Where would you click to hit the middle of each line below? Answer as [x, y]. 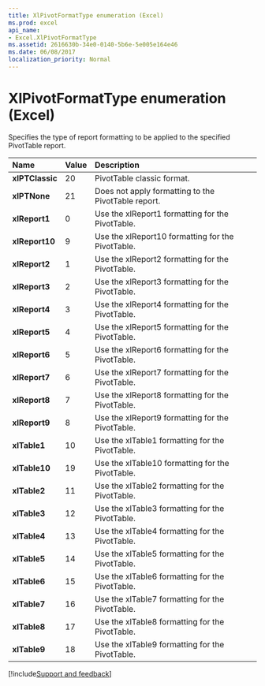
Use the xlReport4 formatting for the [161, 304]
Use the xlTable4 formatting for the [159, 531]
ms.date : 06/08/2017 [42, 52]
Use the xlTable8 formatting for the [159, 621]
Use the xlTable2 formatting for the [159, 486]
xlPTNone [31, 196]
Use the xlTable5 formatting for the [159, 554]
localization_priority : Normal [60, 60]
